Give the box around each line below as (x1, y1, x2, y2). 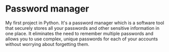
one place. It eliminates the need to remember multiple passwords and (5, 30, 154, 36)
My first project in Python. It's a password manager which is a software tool (5, 20, 164, 26)
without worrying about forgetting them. (5, 41, 89, 47)
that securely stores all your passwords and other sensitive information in (5, 25, 160, 31)
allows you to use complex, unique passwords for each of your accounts (5, 36, 158, 42)
